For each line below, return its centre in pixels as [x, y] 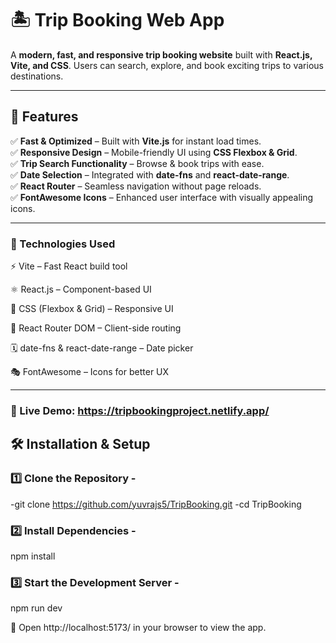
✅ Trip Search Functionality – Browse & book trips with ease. [137, 163]
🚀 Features [44, 117]
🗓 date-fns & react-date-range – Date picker [102, 348]
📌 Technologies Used [63, 244]
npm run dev [36, 608]
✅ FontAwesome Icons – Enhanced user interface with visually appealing [162, 197]
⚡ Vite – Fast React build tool [69, 266]
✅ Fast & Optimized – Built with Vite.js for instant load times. [136, 141]
